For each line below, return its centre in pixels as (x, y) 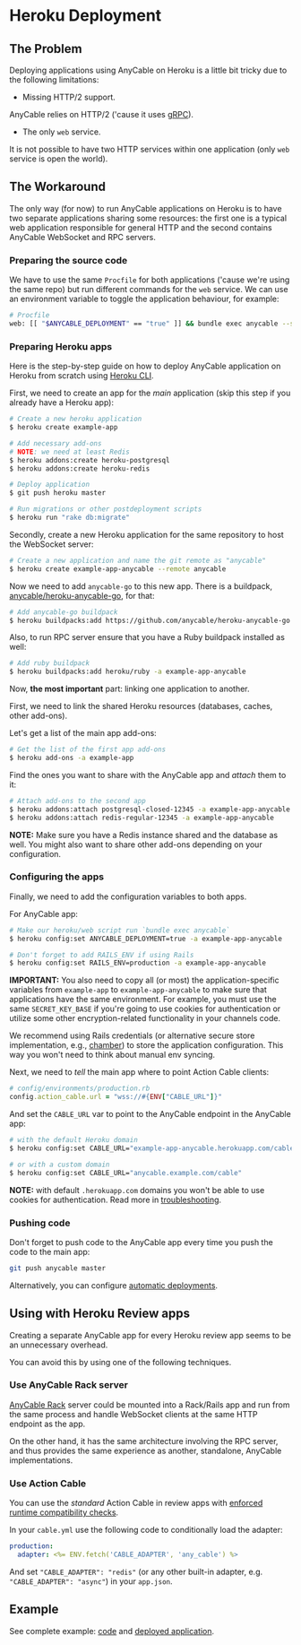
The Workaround (57, 187)
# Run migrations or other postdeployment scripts (106, 509)
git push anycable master (57, 1268)
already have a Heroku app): (62, 403)
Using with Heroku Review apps (100, 1314)
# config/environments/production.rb (80, 1089)
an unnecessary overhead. (59, 1345)
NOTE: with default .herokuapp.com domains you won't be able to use (137, 1190)
